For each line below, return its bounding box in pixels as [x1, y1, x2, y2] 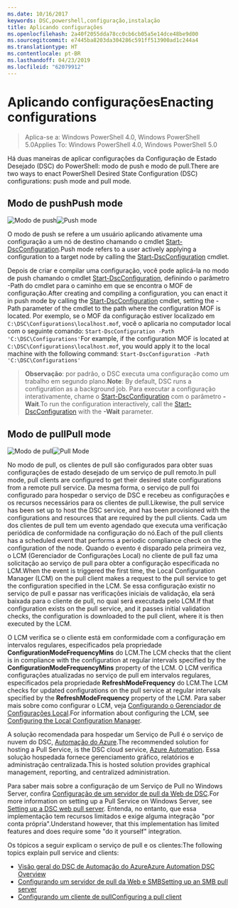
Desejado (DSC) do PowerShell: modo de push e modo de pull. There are [7, 162, 220, 170]
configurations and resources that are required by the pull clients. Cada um [7, 514, 227, 522]
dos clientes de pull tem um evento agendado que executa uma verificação [7, 521, 227, 530]
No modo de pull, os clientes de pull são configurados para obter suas [7, 460, 213, 470]
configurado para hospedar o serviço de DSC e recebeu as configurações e [7, 491, 229, 500]
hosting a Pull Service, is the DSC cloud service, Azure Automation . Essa [7, 745, 220, 754]
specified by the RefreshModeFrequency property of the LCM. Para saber [7, 694, 226, 702]
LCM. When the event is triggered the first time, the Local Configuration [7, 566, 215, 575]
